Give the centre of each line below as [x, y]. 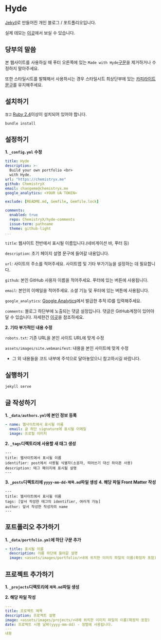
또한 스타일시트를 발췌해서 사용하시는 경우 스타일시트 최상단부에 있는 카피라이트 [80, 79]
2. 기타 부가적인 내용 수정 [29, 327]
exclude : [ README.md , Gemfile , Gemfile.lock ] [52, 202]
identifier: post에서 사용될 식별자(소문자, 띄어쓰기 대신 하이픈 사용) [69, 463]
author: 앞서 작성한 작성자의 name [36, 507]
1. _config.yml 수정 [24, 152]
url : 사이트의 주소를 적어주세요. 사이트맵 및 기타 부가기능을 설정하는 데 [72, 263]
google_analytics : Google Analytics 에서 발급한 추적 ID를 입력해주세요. [73, 301]
